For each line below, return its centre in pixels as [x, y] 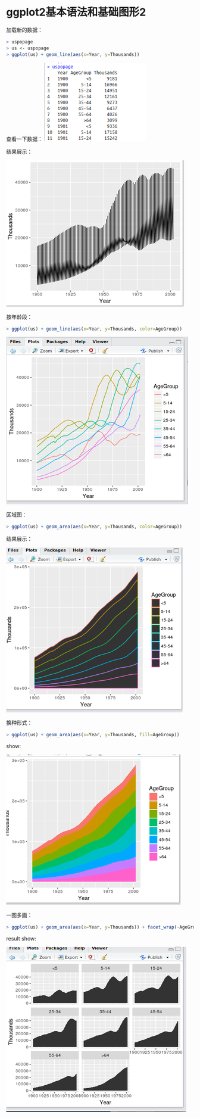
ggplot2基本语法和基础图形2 [76, 12]
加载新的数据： [24, 30]
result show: [21, 939]
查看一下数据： [24, 139]
